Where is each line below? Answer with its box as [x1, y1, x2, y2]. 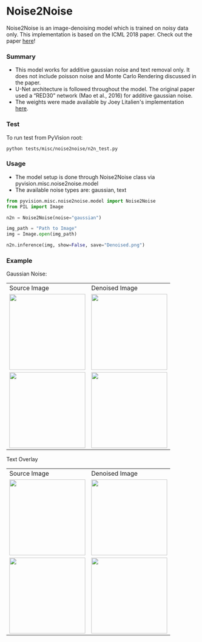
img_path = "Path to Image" [6, 226, 78, 232]
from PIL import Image [6, 203, 64, 210]
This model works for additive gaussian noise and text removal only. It [15, 66, 190, 73]
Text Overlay [6, 456, 38, 463]
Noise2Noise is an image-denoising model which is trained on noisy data [6, 24, 189, 32]
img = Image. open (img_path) [6, 231, 78, 237]
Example [6, 257, 33, 265]
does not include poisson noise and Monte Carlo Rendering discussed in [15, 73, 197, 80]
